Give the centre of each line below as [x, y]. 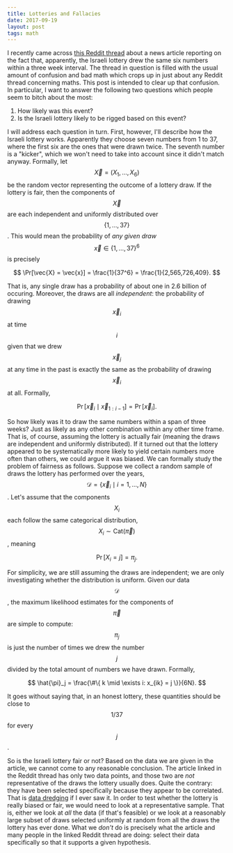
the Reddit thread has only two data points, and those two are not [101, 776]
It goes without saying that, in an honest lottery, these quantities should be [114, 696]
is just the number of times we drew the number [76, 647]
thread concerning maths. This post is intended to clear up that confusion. [114, 83]
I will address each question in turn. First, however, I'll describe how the [110, 132]
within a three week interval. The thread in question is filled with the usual [113, 68]
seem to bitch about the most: [50, 98]
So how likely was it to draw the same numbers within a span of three [107, 421]
